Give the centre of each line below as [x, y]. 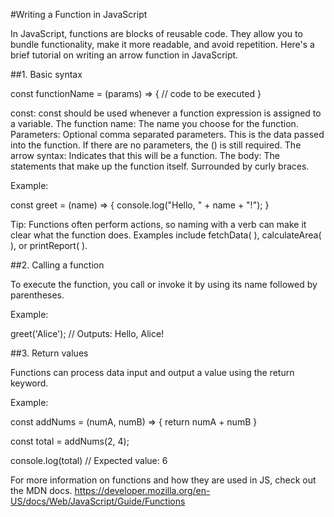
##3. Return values [49, 353]
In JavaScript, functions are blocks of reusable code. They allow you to [156, 33]
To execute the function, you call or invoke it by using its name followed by [164, 284]
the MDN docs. [41, 490]
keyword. [29, 383]
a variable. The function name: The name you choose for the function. [154, 123]
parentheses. [37, 295]
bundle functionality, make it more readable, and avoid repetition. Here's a [162, 44]
